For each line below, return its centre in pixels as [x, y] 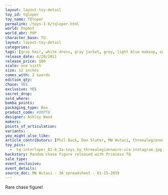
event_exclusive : [23, 163]
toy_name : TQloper [24, 19]
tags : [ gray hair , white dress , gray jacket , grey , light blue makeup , [81, 52]
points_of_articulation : [31, 126]
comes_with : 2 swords [28, 75]
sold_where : [17, 98]
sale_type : [16, 159]
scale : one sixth [23, 66]
